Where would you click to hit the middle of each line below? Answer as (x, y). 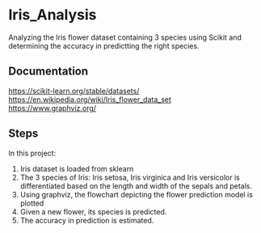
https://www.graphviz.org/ (53, 108)
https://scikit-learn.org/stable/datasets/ (74, 91)
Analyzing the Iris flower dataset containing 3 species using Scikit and (125, 37)
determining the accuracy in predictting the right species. (104, 45)
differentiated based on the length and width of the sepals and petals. (136, 186)
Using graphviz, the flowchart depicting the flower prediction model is (136, 194)
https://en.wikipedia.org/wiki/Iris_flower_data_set (90, 100)
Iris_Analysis (53, 15)
